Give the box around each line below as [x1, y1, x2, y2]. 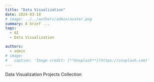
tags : [5, 26, 16, 31]
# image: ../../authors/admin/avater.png [5, 16, 92, 21]
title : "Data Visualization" [5, 7, 66, 12]
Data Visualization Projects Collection [5, 72, 82, 78]
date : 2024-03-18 [5, 12, 41, 17]
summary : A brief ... [5, 21, 50, 26]
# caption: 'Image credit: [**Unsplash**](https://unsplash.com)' [5, 58, 150, 63]
